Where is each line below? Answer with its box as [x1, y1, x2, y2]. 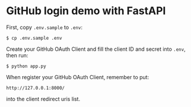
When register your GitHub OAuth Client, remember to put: [6, 73, 149, 80]
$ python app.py [6, 63, 46, 69]
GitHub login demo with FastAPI [6, 4, 166, 18]
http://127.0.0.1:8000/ [6, 85, 65, 91]
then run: [6, 51, 28, 59]
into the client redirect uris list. [6, 95, 81, 102]
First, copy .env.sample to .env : [6, 24, 83, 31]
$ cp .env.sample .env [6, 35, 62, 41]
